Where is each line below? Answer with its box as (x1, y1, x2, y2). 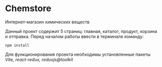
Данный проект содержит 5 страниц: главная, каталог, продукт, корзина (5, 28, 158, 34)
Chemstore (5, 3, 51, 14)
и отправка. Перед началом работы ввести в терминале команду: (5, 33, 144, 39)
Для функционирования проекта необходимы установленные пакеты (5, 51, 151, 57)
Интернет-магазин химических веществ (5, 19, 90, 25)
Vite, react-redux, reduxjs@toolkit (5, 56, 73, 62)
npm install (5, 43, 29, 48)
